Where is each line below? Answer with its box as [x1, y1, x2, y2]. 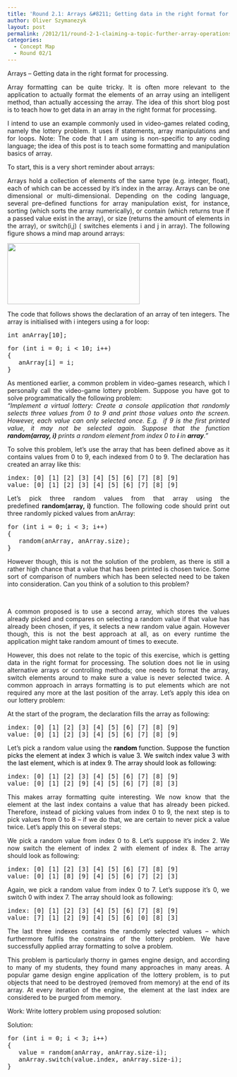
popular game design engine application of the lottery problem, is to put [7, 970, 230, 979]
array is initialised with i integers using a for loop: [7, 317, 150, 326]
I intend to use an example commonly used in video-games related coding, [7, 119, 230, 127]
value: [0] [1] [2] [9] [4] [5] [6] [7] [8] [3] [7, 779, 178, 787]
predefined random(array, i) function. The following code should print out [7, 501, 231, 510]
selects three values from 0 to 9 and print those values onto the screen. [7, 408, 230, 417]
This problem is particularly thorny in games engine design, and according [7, 955, 230, 964]
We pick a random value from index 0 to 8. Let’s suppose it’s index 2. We [7, 836, 230, 844]
